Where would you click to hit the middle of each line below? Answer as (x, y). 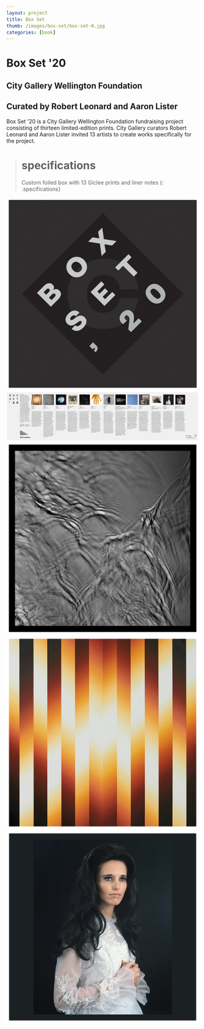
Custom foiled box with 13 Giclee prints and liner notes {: (93, 182)
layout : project (27, 13)
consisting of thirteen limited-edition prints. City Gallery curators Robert (97, 128)
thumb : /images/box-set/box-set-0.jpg (56, 26)
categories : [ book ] (31, 32)
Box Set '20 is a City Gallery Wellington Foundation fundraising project (95, 121)
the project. (21, 141)
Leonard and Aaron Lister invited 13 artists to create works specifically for (99, 134)
